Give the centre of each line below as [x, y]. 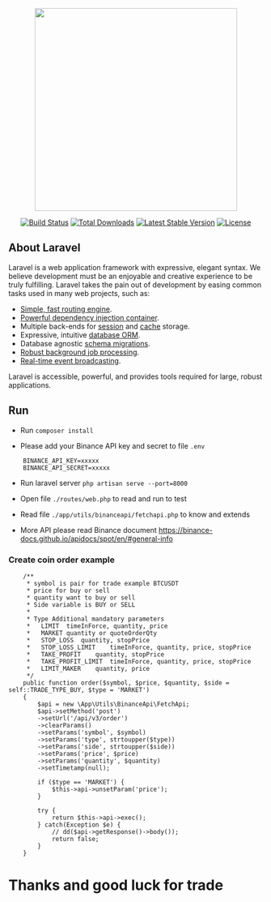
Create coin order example [62, 560]
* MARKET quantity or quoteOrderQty [92, 633]
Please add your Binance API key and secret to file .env [112, 445]
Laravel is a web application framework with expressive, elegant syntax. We [135, 267]
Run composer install [57, 430]
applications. [30, 384]
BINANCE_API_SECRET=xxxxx [67, 468]
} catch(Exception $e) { [79, 825]
